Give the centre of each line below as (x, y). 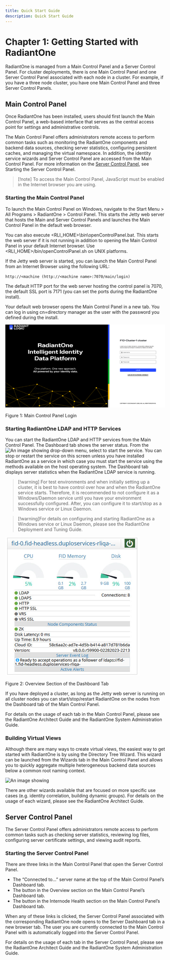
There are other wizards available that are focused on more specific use (80, 790)
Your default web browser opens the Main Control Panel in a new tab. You (82, 307)
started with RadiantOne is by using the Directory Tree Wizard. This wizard (83, 754)
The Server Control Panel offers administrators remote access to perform (82, 829)
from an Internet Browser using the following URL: (58, 266)
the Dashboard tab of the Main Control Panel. (53, 704)
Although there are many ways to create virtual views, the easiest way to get (85, 749)
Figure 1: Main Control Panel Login (41, 415)
